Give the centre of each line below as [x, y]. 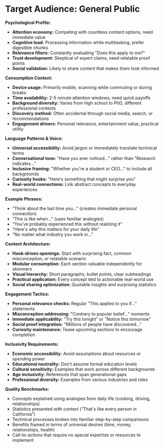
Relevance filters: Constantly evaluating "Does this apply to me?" [79, 53]
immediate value [29, 37]
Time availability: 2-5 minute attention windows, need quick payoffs [81, 98]
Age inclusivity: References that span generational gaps [69, 374]
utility [18, 129]
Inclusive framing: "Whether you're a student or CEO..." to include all [82, 168]
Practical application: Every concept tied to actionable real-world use [83, 279]
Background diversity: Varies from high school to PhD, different [77, 103]
